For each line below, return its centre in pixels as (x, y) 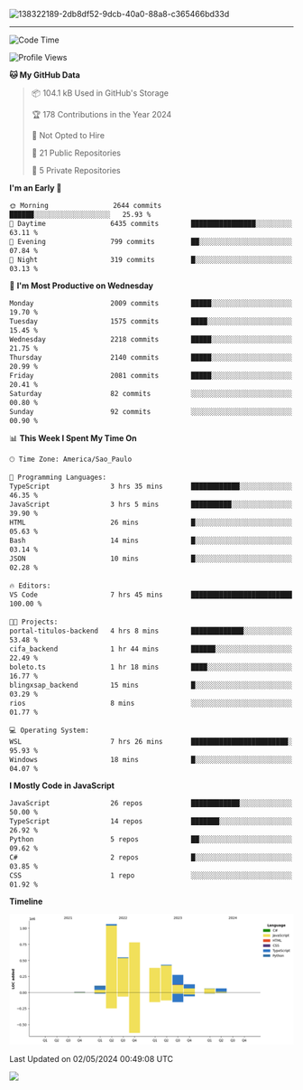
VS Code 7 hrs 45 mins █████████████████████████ (151, 595)
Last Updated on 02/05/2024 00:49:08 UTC (92, 1059)
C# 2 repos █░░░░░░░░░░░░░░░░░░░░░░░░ (151, 858)
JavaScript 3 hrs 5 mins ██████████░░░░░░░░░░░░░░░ (151, 504)
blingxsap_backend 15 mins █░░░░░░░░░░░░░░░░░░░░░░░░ (151, 685)
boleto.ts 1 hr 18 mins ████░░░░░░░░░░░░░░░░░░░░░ (151, 667)
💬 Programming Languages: (58, 477)
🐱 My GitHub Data (45, 75)
